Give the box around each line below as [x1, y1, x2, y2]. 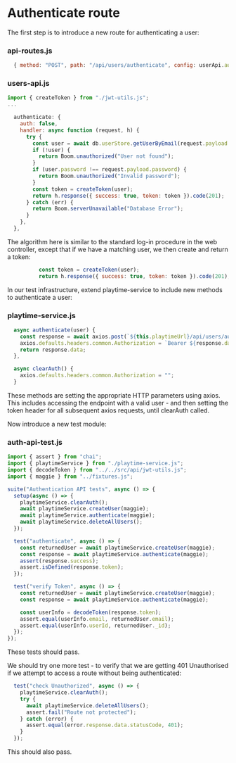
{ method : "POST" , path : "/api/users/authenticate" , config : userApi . [13, 62, 225, 69]
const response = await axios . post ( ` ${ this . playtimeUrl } [20, 333, 190, 340]
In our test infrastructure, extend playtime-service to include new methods [7, 285, 223, 294]
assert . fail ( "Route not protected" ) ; [25, 709, 137, 716]
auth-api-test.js [7, 437, 63, 447]
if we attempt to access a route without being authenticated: [7, 669, 182, 677]
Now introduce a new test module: [7, 420, 107, 428]
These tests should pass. [7, 648, 80, 656]
